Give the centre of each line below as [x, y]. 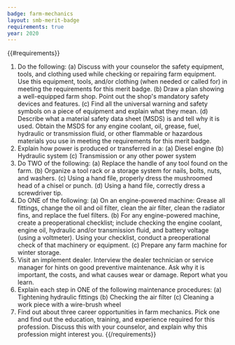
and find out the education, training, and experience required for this [116, 320]
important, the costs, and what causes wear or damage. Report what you [122, 275]
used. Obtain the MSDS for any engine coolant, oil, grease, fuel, [109, 126]
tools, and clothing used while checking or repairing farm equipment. [117, 74]
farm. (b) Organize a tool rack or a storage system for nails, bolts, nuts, [119, 171]
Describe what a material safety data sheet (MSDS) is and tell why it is [119, 119]
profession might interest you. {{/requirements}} [87, 335]
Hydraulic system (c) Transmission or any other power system [107, 156]
